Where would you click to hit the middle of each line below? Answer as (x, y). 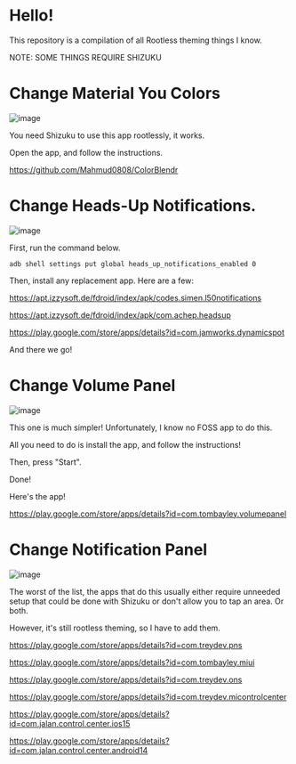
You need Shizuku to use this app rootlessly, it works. (107, 135)
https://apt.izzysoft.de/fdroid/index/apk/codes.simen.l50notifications (136, 297)
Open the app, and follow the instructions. (86, 152)
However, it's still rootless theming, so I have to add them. (115, 628)
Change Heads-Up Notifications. (132, 206)
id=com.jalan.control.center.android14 (79, 750)
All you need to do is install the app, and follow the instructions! (125, 444)
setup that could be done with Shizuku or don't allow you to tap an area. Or (147, 601)
